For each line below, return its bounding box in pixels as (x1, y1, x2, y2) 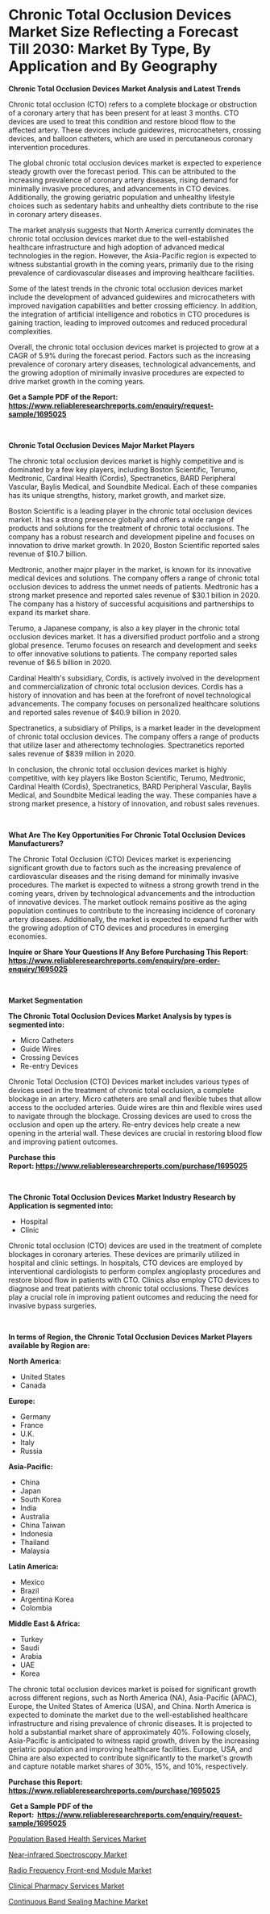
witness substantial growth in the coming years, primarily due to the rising (8, 259, 254, 269)
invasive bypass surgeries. (8, 1300, 97, 1310)
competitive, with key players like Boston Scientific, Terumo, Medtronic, (8, 773, 246, 782)
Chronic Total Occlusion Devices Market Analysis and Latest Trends (8, 83, 241, 94)
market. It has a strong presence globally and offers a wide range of (8, 514, 235, 524)
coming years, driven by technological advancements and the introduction (8, 888, 255, 898)
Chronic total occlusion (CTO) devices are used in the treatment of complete (8, 1241, 262, 1250)
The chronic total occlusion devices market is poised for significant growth (8, 1684, 256, 1694)
